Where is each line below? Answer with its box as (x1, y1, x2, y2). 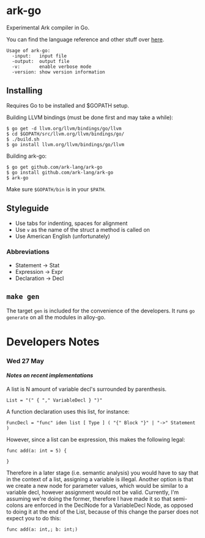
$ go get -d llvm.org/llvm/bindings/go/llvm (6, 125, 122, 131)
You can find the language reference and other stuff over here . (6, 35, 165, 43)
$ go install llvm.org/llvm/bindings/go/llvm (6, 141, 124, 147)
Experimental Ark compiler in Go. (6, 24, 90, 31)
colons (6, 501, 23, 509)
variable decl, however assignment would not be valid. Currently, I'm (6, 488, 179, 496)
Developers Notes (6, 334, 100, 348)
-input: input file (12, 53, 67, 59)
